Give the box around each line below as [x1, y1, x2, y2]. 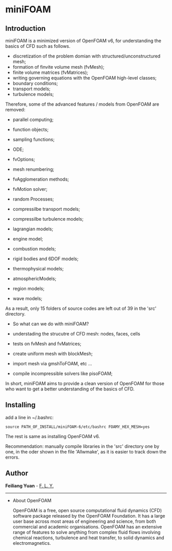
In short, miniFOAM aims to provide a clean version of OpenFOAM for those [5, 381, 165, 386]
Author [5, 469, 28, 478]
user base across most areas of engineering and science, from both [12, 518, 156, 524]
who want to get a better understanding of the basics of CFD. [5, 386, 135, 392]
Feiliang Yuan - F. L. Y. [5, 482, 54, 488]
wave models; [12, 296, 42, 301]
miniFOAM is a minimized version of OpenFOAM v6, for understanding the [5, 37, 162, 44]
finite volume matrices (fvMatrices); [12, 69, 89, 75]
